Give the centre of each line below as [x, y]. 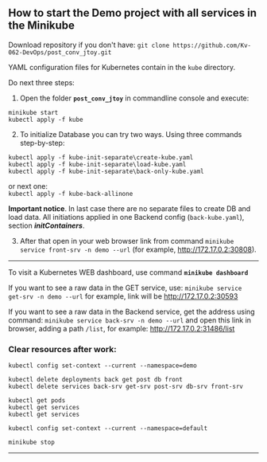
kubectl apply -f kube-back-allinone [71, 194]
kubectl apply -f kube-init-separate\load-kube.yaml [97, 164]
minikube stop [32, 442]
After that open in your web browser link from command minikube [127, 241]
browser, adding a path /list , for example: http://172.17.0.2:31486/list [122, 328]
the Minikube [42, 26]
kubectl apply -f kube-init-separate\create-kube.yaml [101, 157]
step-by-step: [42, 143]
